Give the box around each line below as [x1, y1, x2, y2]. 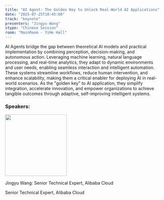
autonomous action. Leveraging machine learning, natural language [5, 54, 142, 60]
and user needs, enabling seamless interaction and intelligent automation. [5, 65, 155, 70]
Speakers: [5, 103, 31, 110]
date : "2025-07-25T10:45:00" [5, 12, 65, 17]
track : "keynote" [5, 16, 41, 21]
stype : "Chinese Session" [5, 26, 58, 31]
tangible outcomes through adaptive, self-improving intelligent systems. [5, 91, 151, 97]
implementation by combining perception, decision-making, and [5, 49, 135, 55]
